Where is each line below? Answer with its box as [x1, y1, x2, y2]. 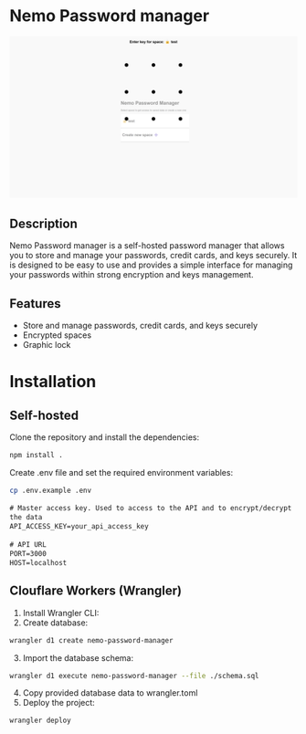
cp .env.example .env [9, 486, 92, 495]
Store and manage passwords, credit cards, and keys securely [22, 320, 259, 331]
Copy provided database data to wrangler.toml [22, 687, 198, 698]
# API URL [9, 540, 47, 549]
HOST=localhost [9, 558, 68, 567]
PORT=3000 [9, 549, 47, 558]
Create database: [22, 617, 89, 628]
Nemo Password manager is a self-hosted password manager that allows [9, 240, 285, 251]
